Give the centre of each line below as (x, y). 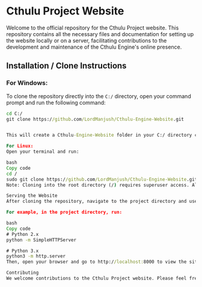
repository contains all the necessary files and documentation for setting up (100, 34)
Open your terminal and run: (43, 152)
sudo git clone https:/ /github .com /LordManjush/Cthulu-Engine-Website (96, 179)
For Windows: (27, 83)
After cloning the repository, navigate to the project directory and (96, 202)
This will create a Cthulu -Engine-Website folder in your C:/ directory (99, 135)
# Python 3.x (23, 251)
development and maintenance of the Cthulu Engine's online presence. (94, 47)
